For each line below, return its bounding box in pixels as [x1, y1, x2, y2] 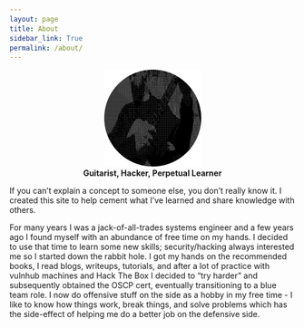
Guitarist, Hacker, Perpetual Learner [83, 168, 222, 178]
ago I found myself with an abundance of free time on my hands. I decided [9, 232, 289, 243]
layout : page [9, 14, 59, 24]
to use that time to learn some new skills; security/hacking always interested [9, 241, 295, 253]
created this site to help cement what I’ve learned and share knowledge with [9, 195, 295, 206]
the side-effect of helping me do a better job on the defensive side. [9, 309, 260, 320]
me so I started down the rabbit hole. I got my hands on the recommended [9, 251, 288, 262]
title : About [9, 24, 59, 34]
